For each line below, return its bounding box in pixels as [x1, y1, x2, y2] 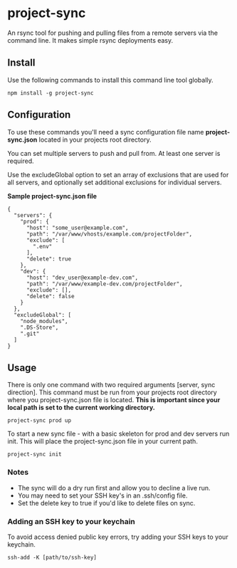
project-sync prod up [7, 417, 72, 424]
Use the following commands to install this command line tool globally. [7, 75, 214, 84]
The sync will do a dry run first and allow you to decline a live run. [17, 483, 211, 492]
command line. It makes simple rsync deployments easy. [7, 36, 174, 44]
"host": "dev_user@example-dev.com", [26, 274, 139, 281]
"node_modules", [20, 317, 69, 325]
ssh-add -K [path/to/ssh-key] [7, 554, 98, 561]
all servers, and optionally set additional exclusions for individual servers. [7, 178, 222, 186]
